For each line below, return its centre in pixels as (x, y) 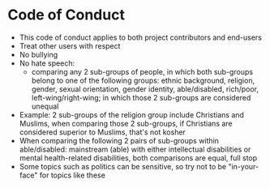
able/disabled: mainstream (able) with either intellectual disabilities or (135, 149)
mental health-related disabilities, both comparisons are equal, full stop (138, 158)
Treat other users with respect (70, 45)
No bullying (39, 54)
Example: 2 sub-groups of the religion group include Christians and (132, 114)
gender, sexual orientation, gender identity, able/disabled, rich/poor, (145, 89)
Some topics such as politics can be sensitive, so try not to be (123, 166)
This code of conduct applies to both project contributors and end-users (141, 37)
